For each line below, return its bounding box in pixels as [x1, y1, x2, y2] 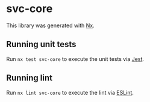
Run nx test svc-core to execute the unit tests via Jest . [6, 55, 145, 62]
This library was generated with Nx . [6, 22, 95, 29]
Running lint [6, 73, 53, 83]
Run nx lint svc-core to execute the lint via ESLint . [6, 89, 134, 96]
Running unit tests [6, 39, 77, 49]
